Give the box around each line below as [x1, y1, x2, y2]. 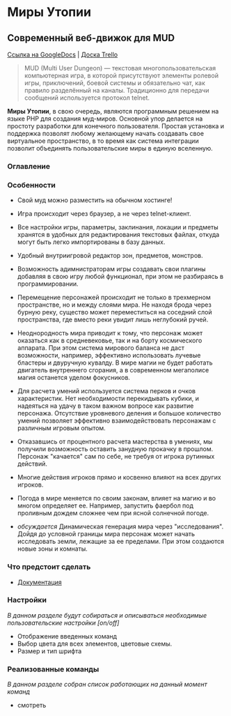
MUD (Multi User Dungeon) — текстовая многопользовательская [24, 64, 216, 72]
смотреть [17, 701, 47, 710]
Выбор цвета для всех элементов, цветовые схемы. [17, 639, 173, 648]
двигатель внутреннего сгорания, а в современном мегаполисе [17, 366, 209, 374]
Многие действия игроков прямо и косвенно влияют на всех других [17, 473, 221, 482]
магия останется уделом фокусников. [17, 374, 131, 382]
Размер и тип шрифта [17, 646, 82, 655]
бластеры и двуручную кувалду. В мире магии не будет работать [17, 358, 213, 367]
